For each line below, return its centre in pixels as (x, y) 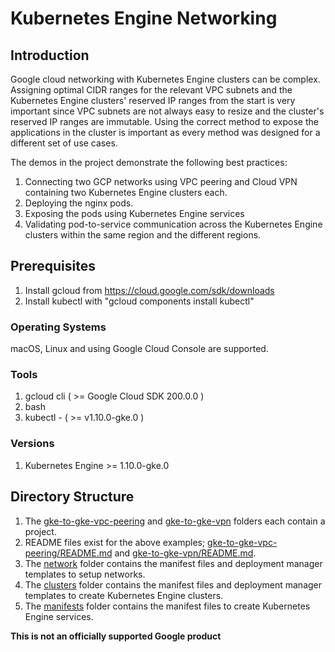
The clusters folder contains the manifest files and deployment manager (173, 584)
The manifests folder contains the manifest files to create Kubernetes (167, 606)
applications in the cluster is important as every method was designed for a (165, 132)
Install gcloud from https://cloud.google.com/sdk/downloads (149, 290)
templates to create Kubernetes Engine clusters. (124, 595)
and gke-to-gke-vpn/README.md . (185, 553)
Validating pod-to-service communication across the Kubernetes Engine (173, 224)
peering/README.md (68, 553)
